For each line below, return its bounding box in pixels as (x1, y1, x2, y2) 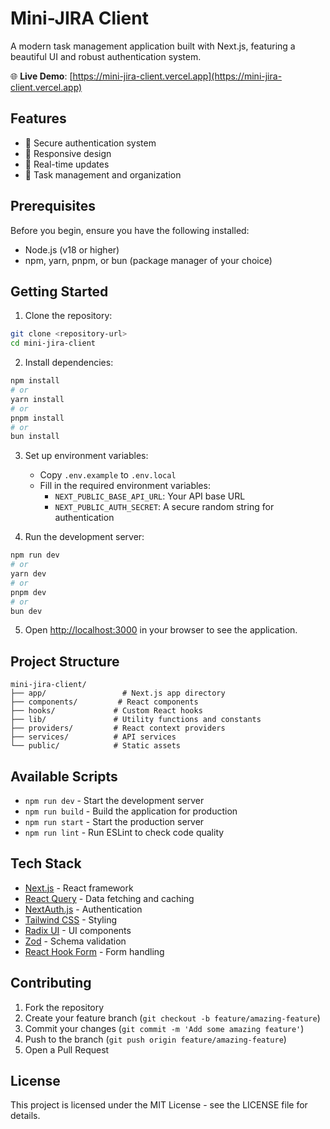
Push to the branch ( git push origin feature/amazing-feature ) (24, 1033, 287, 1045)
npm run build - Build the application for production (24, 805, 238, 817)
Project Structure (10, 653, 120, 670)
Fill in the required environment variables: (39, 480, 211, 492)
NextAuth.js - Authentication (24, 903, 143, 915)
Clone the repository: (24, 310, 113, 322)
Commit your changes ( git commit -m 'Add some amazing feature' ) (24, 1022, 305, 1034)
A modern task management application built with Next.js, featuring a (10, 40, 296, 52)
